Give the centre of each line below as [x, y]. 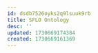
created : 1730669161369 [41, 39]
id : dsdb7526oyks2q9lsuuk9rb [49, 13]
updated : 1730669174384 [41, 33]
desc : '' [20, 26]
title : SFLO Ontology [38, 20]
